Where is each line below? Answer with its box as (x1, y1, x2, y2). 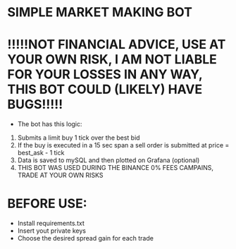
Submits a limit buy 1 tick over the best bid (17, 133, 140, 142)
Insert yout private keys (17, 226, 87, 235)
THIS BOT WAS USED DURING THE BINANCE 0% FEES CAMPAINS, (17, 164, 213, 172)
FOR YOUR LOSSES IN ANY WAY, (7, 66, 203, 83)
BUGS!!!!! (7, 97, 63, 113)
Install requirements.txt (17, 219, 85, 228)
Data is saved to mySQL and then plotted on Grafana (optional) (17, 156, 200, 164)
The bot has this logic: (17, 120, 82, 128)
